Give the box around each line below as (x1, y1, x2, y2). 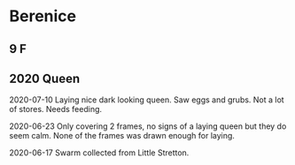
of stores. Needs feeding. (9, 104, 103, 115)
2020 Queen (9, 71, 81, 86)
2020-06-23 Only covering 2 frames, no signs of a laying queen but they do (9, 121, 287, 131)
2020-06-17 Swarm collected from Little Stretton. (9, 147, 190, 158)
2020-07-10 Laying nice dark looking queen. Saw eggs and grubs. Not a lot (9, 94, 285, 105)
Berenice (9, 6, 77, 26)
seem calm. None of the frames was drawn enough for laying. (9, 131, 235, 141)
